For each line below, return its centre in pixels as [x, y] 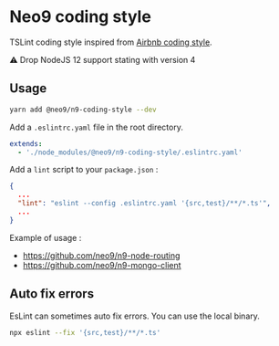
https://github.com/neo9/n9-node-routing [101, 255]
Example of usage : [46, 237]
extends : [26, 143]
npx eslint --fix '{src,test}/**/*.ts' [85, 332]
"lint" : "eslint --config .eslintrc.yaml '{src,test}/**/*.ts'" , [145, 204]
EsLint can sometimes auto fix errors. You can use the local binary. [134, 316]
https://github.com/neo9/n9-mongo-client [102, 265]
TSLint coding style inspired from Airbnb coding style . [111, 42]
